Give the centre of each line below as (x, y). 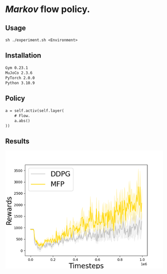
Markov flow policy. (48, 9)
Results (17, 142)
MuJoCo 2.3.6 (19, 73)
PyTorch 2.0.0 (20, 78)
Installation (23, 56)
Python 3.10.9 (20, 83)
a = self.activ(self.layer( (35, 111)
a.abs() (22, 121)
